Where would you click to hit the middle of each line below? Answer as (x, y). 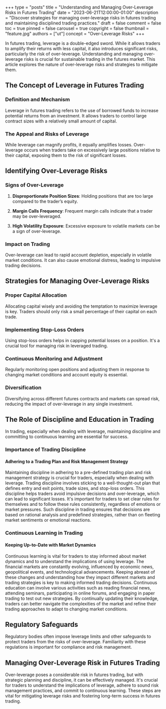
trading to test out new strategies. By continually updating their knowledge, (82, 598)
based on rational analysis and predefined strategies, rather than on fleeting (83, 515)
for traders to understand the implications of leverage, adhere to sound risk (82, 685)
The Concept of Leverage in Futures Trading (75, 85)
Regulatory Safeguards (42, 625)
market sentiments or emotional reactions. (48, 520)
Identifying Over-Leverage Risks (56, 171)
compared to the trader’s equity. (45, 201)
